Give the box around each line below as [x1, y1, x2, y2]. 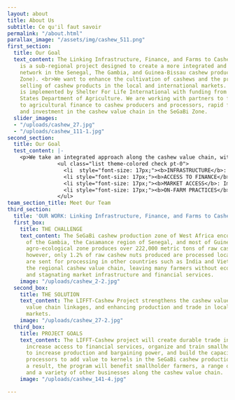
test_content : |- [13, 147, 64, 154]
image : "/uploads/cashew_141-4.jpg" [20, 375, 127, 382]
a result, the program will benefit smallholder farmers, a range [25, 363, 224, 370]
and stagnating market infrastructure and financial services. [25, 271, 215, 278]
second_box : [13, 284, 49, 291]
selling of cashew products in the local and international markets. [20, 82, 227, 89]
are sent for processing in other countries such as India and [25, 258, 215, 265]
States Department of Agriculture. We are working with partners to [20, 95, 224, 102]
